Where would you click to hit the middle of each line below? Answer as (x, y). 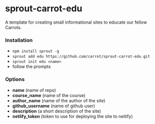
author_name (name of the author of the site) (59, 100)
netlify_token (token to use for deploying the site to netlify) (73, 116)
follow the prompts (31, 66)
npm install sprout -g (36, 51)
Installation (19, 40)
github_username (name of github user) (54, 106)
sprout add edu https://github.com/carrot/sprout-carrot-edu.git (81, 57)
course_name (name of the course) (49, 95)
